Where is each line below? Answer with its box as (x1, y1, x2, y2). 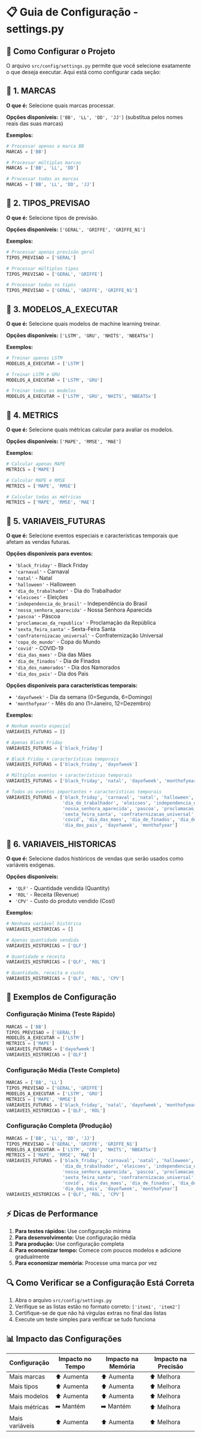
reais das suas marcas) (6, 120, 64, 127)
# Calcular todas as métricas (6, 494, 82, 500)
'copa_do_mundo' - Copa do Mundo (14, 638, 100, 645)
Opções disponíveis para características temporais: (6, 682, 138, 689)
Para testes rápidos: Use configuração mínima (14, 1228, 131, 1235)
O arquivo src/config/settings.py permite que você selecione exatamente (6, 62, 191, 69)
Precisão (157, 1362, 184, 1371)
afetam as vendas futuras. (6, 538, 71, 546)
